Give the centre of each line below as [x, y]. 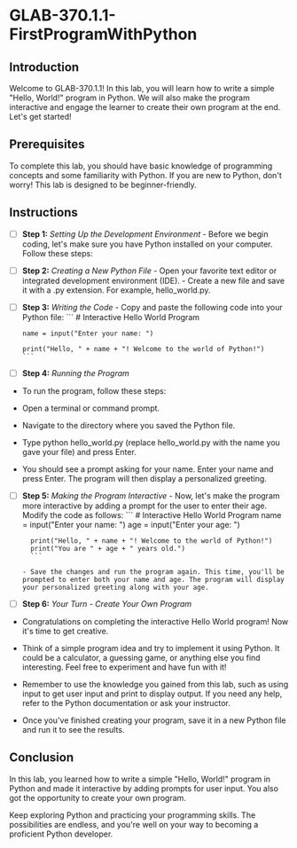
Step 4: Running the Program [76, 373]
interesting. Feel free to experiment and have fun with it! [124, 667]
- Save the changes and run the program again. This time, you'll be [153, 572]
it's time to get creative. [65, 631]
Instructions [43, 212]
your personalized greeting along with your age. [116, 587]
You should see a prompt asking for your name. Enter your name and [148, 469]
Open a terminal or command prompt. [91, 408]
